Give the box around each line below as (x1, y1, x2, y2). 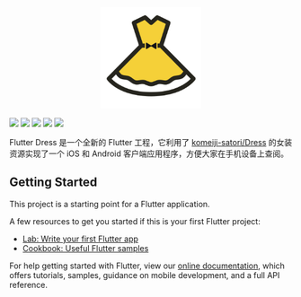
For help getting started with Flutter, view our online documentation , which (9, 260, 286, 271)
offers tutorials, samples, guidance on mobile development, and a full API (9, 269, 280, 280)
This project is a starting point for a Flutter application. (9, 198, 210, 209)
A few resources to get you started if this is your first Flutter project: (9, 215, 261, 226)
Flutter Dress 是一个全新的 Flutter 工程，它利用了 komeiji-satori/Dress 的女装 (9, 137, 293, 147)
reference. (9, 279, 48, 290)
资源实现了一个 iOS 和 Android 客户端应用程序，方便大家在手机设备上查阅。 (9, 148, 289, 159)
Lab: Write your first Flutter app (22, 233, 139, 244)
